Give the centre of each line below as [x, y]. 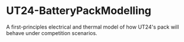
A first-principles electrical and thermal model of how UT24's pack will [93, 27]
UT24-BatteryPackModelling [79, 11]
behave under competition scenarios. [52, 33]
